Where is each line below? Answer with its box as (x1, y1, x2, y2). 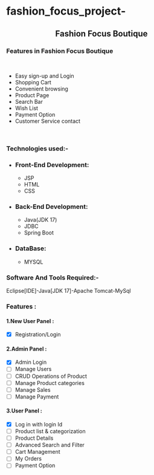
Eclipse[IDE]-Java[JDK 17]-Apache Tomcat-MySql (6, 287, 131, 294)
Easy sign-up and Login (14, 72, 74, 80)
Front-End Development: (14, 160, 89, 169)
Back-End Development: (14, 202, 88, 211)
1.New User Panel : (6, 317, 54, 324)
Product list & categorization (14, 428, 86, 435)
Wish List (14, 104, 38, 112)
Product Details (14, 434, 54, 442)
